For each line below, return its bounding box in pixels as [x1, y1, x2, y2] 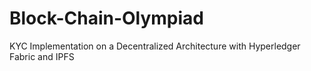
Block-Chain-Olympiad [9, 7, 205, 30]
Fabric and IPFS [9, 50, 75, 62]
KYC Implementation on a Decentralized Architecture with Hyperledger [9, 40, 301, 52]
